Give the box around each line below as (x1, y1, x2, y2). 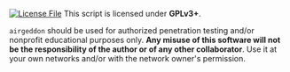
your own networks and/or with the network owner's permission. (9, 54, 247, 63)
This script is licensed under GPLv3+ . (63, 9, 201, 18)
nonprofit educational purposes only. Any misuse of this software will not (9, 35, 281, 45)
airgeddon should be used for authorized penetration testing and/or (9, 25, 255, 35)
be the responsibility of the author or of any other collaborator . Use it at (9, 44, 278, 54)
